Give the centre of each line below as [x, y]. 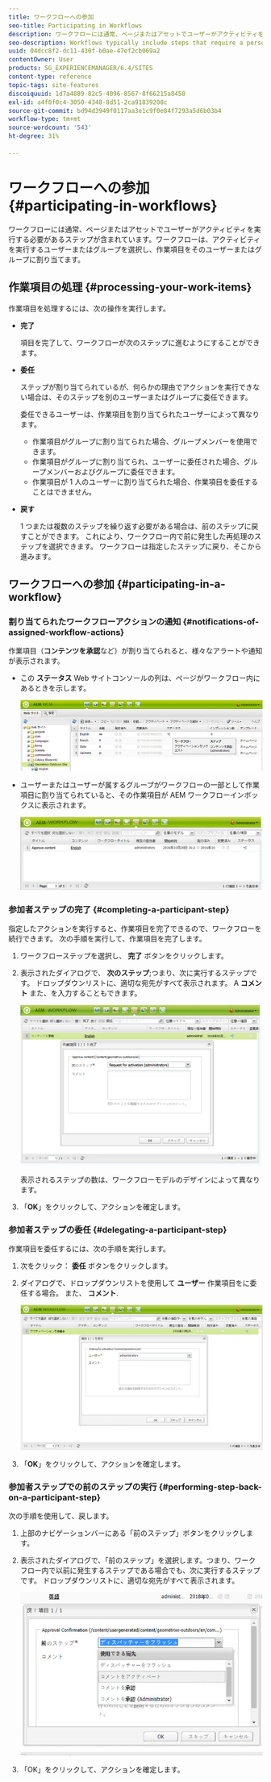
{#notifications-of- [221, 621]
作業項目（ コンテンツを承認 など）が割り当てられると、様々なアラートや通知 [135, 651]
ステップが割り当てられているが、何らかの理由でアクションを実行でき [136, 386]
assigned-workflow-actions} [67, 632]
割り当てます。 [60, 259]
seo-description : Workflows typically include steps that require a [126, 43]
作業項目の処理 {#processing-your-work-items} [130, 288]
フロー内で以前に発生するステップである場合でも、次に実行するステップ [140, 1571]
